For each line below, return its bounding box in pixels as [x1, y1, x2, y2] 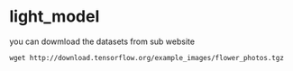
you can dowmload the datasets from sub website [9, 36, 196, 47]
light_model [9, 6, 100, 27]
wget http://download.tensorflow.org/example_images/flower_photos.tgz [9, 53, 284, 62]
